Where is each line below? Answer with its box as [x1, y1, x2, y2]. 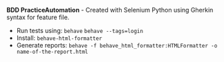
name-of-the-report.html [16, 48, 88, 55]
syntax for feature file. [6, 13, 70, 21]
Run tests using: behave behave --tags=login [16, 27, 143, 34]
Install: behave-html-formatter [16, 34, 102, 42]
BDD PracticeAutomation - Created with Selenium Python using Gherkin [6, 6, 214, 14]
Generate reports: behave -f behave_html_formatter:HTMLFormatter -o [16, 41, 218, 49]
